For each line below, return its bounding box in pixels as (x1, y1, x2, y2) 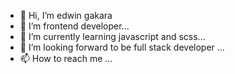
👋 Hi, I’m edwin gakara (19, 10, 113, 21)
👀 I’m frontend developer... (19, 20, 130, 32)
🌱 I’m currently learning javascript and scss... (19, 31, 206, 42)
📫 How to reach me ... (19, 53, 113, 64)
